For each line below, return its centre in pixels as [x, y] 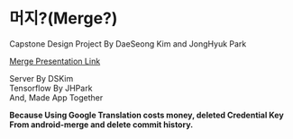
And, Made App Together [56, 97]
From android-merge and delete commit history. [101, 124]
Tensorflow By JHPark [51, 88]
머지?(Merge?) [64, 18]
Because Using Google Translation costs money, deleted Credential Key [146, 115]
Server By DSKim [41, 78]
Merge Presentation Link [55, 61]
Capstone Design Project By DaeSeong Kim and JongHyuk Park [128, 43]
